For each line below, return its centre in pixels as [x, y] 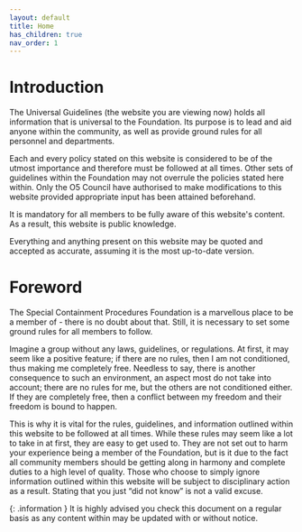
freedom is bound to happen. [63, 407]
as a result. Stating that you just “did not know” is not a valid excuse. [136, 491]
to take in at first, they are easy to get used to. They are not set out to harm [149, 444]
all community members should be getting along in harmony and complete [147, 463]
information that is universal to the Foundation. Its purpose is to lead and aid [151, 122]
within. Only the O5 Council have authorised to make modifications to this [146, 188]
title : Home [32, 26]
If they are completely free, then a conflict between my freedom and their [146, 397]
